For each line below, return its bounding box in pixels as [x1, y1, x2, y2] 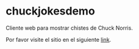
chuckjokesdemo [5, 4, 95, 18]
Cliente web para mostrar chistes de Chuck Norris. [5, 24, 134, 31]
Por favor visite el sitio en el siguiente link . [5, 36, 112, 43]
